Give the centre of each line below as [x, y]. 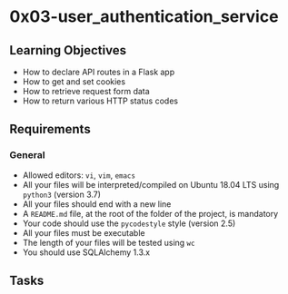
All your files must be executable [84, 232]
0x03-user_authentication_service [144, 17]
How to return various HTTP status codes [100, 101]
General [27, 155]
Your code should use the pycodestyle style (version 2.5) [129, 223]
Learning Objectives [68, 50]
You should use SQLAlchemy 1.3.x [86, 252]
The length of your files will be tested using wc [109, 242]
